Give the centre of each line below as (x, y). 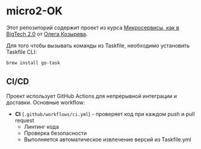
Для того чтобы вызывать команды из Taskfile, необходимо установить (98, 45)
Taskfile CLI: (22, 51)
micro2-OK (34, 11)
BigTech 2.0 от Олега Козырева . (47, 34)
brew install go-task (33, 63)
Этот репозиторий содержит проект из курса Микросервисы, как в (93, 28)
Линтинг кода (41, 126)
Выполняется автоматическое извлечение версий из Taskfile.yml (107, 139)
